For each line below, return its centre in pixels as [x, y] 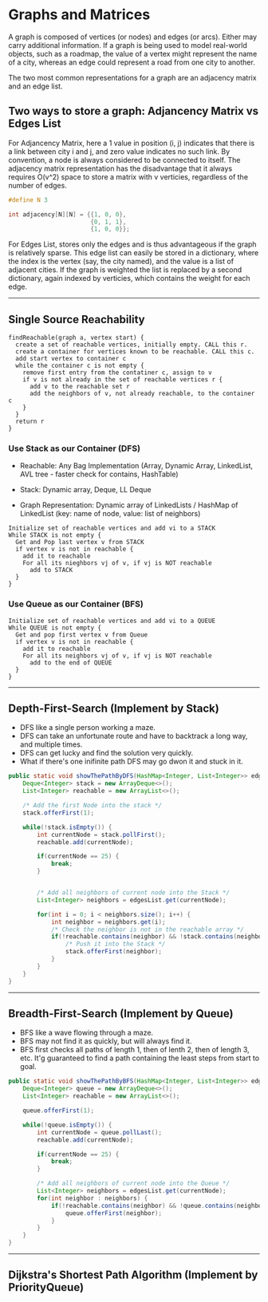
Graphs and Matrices [79, 15]
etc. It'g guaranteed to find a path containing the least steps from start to [140, 1058]
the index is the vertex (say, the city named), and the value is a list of [121, 262]
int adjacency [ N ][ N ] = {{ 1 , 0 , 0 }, [67, 214]
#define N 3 [28, 200]
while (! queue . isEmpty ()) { [67, 1125]
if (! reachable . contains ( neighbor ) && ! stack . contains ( [144, 937]
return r [30, 422]
